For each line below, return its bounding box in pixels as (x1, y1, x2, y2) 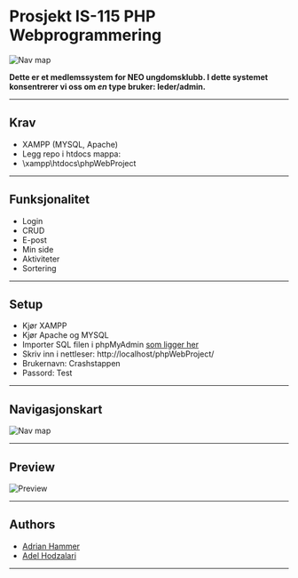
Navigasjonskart (9, 402, 103, 417)
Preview (9, 460, 56, 475)
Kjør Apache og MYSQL (21, 330, 109, 341)
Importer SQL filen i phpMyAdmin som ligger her (21, 340, 200, 350)
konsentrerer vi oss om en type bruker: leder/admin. (9, 81, 206, 92)
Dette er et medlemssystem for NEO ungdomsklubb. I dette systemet (9, 71, 269, 82)
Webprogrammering (9, 25, 162, 45)
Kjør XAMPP (21, 320, 67, 331)
